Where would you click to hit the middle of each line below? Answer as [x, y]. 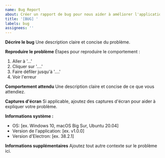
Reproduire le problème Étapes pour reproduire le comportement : [73, 52]
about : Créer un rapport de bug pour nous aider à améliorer [69, 14]
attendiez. [15, 92]
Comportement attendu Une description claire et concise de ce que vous [80, 86]
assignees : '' [20, 28]
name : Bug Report [23, 10]
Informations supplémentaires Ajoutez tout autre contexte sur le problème [81, 146]
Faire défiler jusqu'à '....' [36, 72]
